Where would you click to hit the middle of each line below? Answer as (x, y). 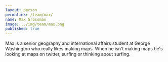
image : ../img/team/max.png (35, 24)
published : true (22, 29)
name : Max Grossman (26, 19)
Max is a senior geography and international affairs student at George (78, 43)
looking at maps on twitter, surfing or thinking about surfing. (68, 54)
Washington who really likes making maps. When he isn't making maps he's (84, 49)
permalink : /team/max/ (29, 15)
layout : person (21, 10)
